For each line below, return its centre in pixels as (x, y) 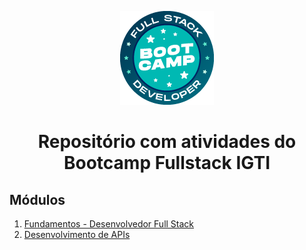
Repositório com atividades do (167, 142)
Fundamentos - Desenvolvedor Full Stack (109, 224)
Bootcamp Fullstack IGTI (167, 163)
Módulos (37, 199)
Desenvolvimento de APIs (77, 234)
